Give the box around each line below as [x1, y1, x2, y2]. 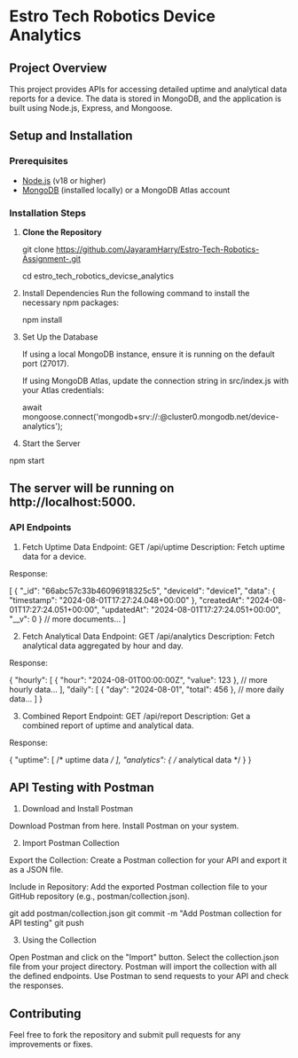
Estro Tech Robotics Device [9, 6, 216, 27]
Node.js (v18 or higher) [21, 175, 106, 185]
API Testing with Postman [9, 780, 155, 795]
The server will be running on [9, 481, 175, 496]
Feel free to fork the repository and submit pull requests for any [9, 1030, 241, 1040]
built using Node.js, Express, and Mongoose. [9, 103, 173, 113]
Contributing [9, 1006, 82, 1021]
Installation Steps [9, 207, 87, 219]
